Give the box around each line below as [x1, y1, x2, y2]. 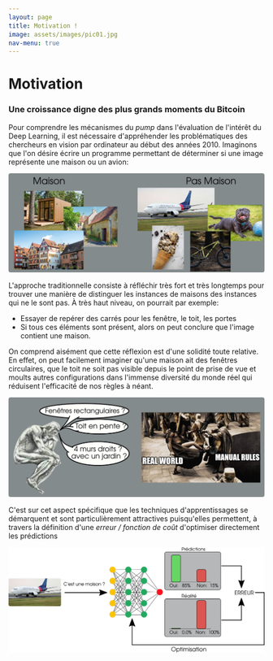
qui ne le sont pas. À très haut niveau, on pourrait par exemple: [8, 298, 219, 308]
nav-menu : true [8, 39, 60, 47]
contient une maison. [19, 331, 91, 341]
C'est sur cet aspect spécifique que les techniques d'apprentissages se [8, 505, 249, 515]
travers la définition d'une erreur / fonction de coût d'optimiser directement [8, 522, 260, 532]
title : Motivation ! [8, 21, 79, 30]
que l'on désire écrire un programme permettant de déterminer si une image [8, 148, 264, 158]
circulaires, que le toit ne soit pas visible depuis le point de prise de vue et [8, 364, 257, 374]
